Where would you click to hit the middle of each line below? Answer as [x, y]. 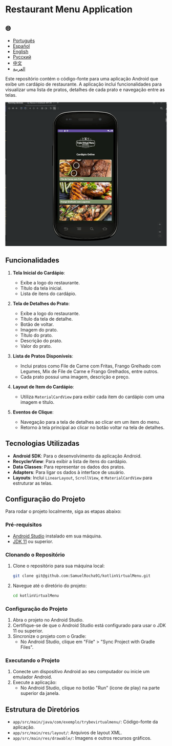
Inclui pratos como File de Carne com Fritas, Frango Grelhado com [91, 366]
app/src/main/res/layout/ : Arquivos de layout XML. [67, 733]
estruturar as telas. [33, 483]
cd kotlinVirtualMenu [36, 595]
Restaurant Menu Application [69, 9]
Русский [22, 57]
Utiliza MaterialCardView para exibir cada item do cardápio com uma [92, 397]
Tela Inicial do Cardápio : [39, 273]
